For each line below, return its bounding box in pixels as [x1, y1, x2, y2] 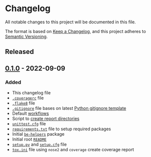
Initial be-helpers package [12, 131, 65, 137]
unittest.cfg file [12, 121, 46, 127]
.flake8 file [12, 100, 35, 106]
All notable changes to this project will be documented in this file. [5, 19, 136, 25]
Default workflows [12, 110, 49, 117]
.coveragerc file [12, 95, 44, 101]
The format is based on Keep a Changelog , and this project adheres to [5, 28, 146, 34]
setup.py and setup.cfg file [12, 141, 67, 147]
